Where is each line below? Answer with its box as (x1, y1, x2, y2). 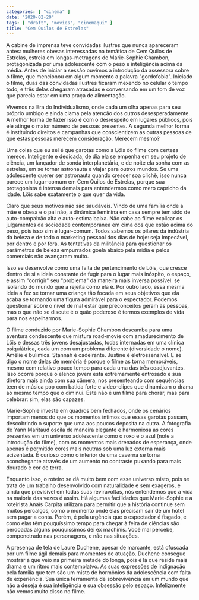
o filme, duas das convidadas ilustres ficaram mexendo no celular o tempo (6, 80, 188, 87)
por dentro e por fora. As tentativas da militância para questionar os (6, 240, 172, 247)
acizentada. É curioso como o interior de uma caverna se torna (6, 451, 160, 459)
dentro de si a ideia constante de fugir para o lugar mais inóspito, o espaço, (6, 271, 191, 278)
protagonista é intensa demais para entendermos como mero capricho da (6, 185, 187, 192)
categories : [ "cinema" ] (6, 8, 70, 15)
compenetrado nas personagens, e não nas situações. (6, 532, 140, 539)
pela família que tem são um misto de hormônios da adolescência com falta (6, 569, 191, 576)
